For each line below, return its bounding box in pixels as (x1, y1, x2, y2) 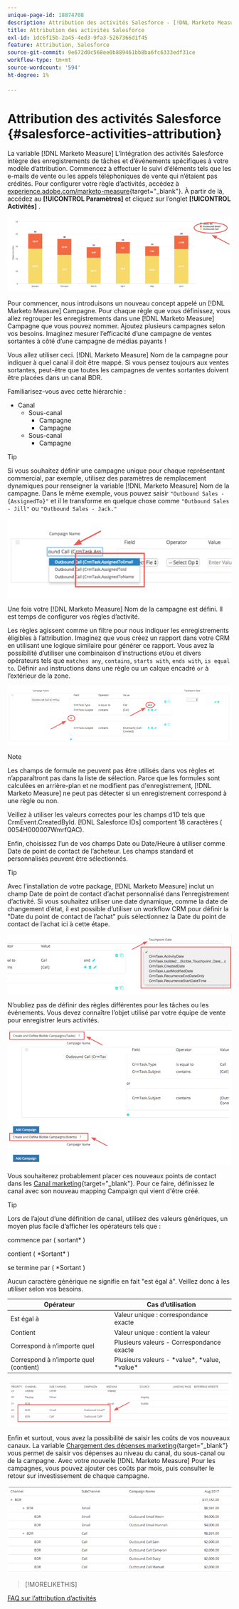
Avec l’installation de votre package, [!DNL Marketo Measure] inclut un (7, 881, 215, 890)
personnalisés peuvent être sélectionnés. (7, 854, 128, 863)
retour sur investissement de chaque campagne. (7, 1471, 149, 1480)
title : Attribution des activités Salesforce (7, 26, 144, 33)
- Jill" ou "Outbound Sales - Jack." (7, 504, 117, 513)
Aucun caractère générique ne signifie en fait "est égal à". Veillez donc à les (7, 1277, 230, 1285)
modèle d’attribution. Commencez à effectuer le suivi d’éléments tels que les (7, 164, 232, 173)
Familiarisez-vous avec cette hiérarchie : (7, 387, 127, 396)
